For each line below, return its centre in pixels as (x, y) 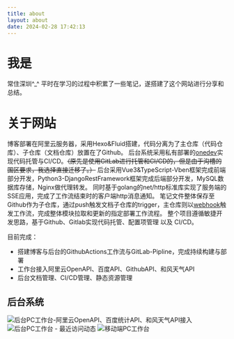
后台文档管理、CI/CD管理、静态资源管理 (75, 278)
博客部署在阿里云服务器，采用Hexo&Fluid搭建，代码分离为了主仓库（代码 (112, 144)
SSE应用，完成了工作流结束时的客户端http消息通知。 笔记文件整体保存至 (111, 196)
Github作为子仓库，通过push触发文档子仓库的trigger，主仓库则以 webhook (114, 205)
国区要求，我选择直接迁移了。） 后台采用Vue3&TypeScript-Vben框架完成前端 (117, 170)
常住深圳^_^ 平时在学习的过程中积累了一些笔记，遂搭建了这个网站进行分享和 (116, 84)
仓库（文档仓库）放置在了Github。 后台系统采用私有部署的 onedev (123, 152)
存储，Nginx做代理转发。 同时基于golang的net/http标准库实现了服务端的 (123, 187)
